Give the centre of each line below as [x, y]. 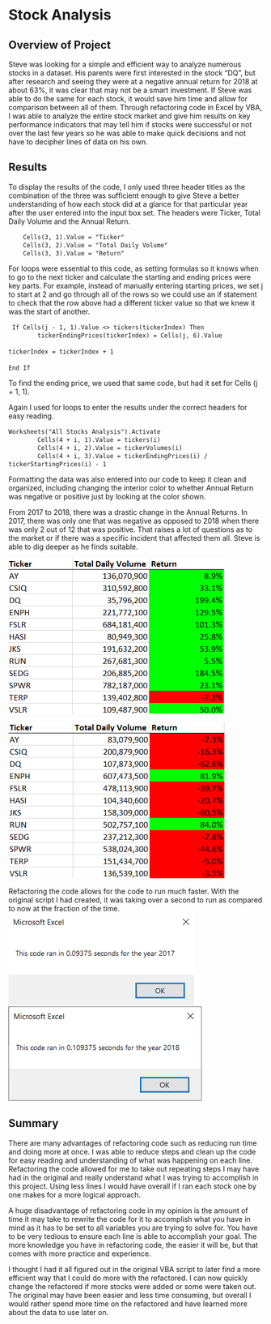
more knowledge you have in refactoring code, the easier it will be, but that [133, 1245]
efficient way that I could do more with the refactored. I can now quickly [128, 1278]
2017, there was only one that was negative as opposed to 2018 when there [134, 521]
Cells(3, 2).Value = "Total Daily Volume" [95, 245]
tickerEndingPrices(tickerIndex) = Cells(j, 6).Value [130, 335]
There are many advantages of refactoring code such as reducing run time [133, 1143]
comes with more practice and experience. [80, 1253]
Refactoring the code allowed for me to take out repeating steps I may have [134, 1168]
